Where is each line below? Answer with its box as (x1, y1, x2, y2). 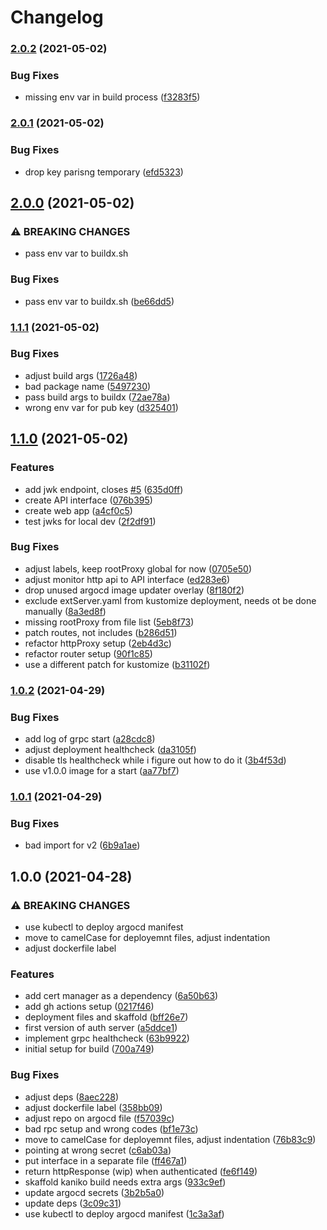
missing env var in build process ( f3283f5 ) (24, 91, 201, 103)
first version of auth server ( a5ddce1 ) (24, 1022, 178, 1034)
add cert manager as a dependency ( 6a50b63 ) (24, 990, 219, 1002)
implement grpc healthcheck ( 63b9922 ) (24, 1032, 190, 1045)
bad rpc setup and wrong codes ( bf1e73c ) (24, 1122, 199, 1135)
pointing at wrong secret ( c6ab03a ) (24, 1144, 172, 1156)
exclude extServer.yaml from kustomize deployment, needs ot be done (24, 594, 317, 606)
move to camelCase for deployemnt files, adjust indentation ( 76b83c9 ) (24, 1133, 317, 1145)
